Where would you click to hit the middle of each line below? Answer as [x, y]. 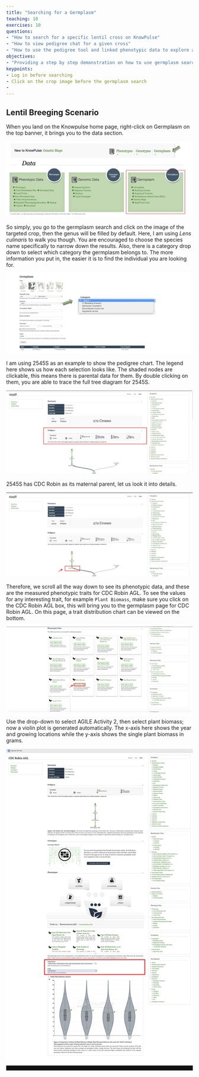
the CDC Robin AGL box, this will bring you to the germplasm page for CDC [98, 606]
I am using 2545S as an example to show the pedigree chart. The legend [95, 363]
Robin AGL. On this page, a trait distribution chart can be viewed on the [93, 611]
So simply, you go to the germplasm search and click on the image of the [95, 227]
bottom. [16, 618]
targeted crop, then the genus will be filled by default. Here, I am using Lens [99, 234]
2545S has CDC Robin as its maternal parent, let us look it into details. [92, 484]
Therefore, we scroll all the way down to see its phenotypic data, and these [98, 587]
